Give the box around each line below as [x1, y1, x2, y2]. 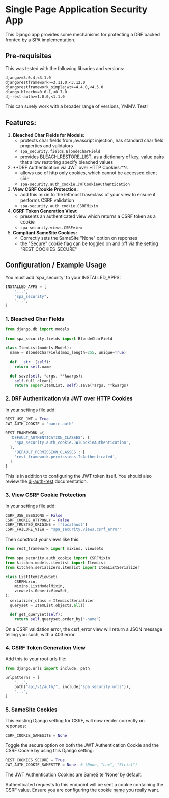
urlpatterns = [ [5, 675, 40, 680]
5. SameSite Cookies [5, 706, 58, 713]
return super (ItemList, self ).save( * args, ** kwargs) [14, 383, 129, 388]
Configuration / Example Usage [5, 261, 107, 270]
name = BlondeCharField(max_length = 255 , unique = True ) [10, 350, 126, 356]
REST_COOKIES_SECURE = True [5, 758, 65, 763]
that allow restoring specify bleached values [20, 159, 114, 165]
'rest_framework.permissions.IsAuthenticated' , [14, 454, 117, 459]
